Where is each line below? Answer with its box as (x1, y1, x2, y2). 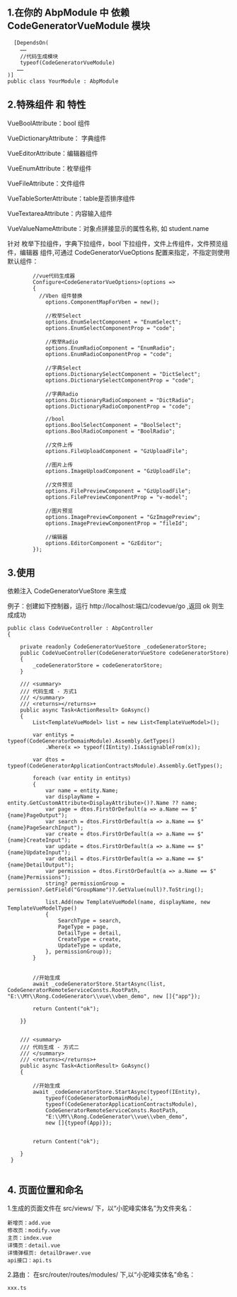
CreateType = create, (57, 936, 122, 943)
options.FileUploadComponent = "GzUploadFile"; (45, 447, 189, 455)
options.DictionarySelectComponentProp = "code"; (45, 377, 195, 384)
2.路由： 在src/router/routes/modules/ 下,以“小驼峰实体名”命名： (7, 1270, 196, 1279)
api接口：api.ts (7, 1257, 52, 1264)
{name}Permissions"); (7, 874, 71, 881)
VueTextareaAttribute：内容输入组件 (7, 209, 113, 217)
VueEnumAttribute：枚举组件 (7, 164, 92, 172)
